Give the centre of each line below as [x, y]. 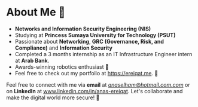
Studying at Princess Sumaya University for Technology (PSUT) [95, 35]
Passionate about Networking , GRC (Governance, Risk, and [89, 41]
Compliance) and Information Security [63, 48]
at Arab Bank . [32, 60]
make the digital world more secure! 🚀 [53, 97]
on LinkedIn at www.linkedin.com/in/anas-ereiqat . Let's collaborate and [95, 91]
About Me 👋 [36, 12]
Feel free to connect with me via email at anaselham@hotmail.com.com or [98, 85]
